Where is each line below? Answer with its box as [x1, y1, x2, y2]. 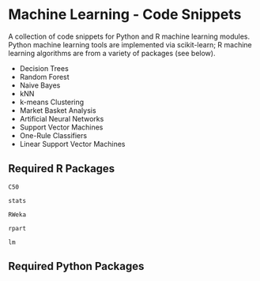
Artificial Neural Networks [19, 114, 104, 123]
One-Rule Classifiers [19, 130, 88, 140]
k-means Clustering [19, 97, 85, 107]
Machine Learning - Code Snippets [8, 6, 242, 24]
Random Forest [19, 72, 70, 81]
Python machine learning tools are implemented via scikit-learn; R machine [8, 39, 252, 49]
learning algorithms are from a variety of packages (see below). [8, 48, 216, 58]
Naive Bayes [19, 81, 61, 90]
